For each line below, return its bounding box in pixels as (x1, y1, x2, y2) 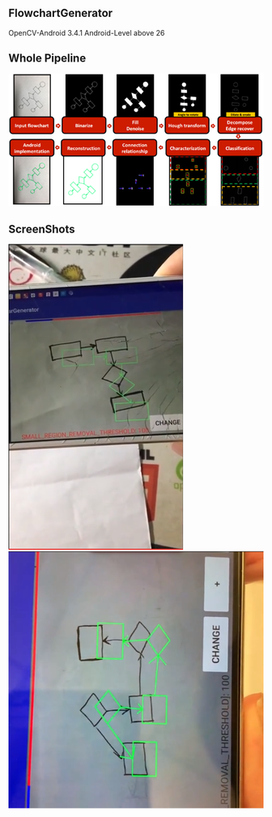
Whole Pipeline (8, 52, 87, 66)
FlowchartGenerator (8, 6, 113, 20)
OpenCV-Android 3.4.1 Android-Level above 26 (8, 28, 165, 37)
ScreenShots (8, 222, 75, 236)
